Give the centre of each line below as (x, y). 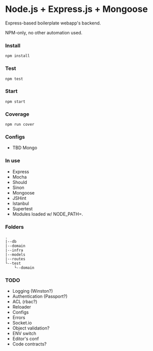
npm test (14, 79)
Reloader (22, 307)
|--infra (14, 250)
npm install (17, 56)
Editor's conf (25, 339)
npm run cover (20, 125)
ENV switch (24, 334)
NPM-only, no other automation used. (44, 32)
